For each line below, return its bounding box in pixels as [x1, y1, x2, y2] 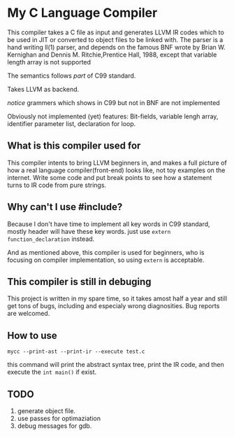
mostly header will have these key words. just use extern [7, 227, 171, 235]
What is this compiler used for [7, 140, 141, 152]
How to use [7, 329, 57, 341]
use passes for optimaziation [17, 415, 101, 422]
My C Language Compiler [7, 5, 158, 21]
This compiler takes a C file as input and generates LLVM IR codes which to [7, 28, 225, 36]
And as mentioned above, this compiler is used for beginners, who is [7, 248, 205, 256]
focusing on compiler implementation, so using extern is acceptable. [7, 256, 205, 264]
